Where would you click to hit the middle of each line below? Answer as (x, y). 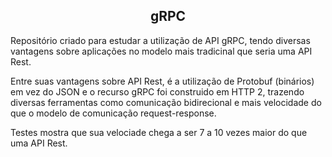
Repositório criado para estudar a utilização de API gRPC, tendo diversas (160, 40)
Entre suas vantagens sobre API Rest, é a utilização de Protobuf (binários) (162, 81)
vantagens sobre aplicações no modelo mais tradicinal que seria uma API (161, 51)
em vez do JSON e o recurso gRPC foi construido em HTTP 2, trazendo (157, 91)
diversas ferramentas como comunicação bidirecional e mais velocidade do (166, 102)
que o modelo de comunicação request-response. (113, 113)
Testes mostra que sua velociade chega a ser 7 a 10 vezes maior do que (159, 132)
